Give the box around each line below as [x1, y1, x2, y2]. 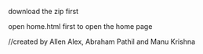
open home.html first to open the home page [8, 22, 153, 31]
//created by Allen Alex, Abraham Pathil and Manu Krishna [8, 37, 196, 46]
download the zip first [8, 7, 79, 16]
